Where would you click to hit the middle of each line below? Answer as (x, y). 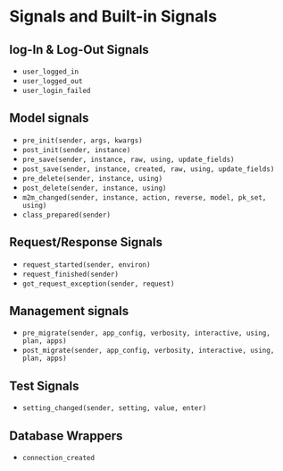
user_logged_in (50, 72)
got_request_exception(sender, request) (98, 284)
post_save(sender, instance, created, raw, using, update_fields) (148, 169)
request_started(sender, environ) (86, 265)
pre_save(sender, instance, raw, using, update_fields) (128, 159)
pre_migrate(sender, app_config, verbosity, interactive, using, (146, 333)
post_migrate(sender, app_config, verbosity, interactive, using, (148, 351)
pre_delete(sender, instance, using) (92, 178)
